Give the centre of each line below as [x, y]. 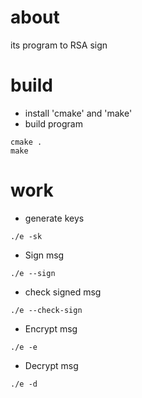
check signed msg [63, 292]
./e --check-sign [46, 310]
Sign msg [44, 255]
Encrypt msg [51, 328]
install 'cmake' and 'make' [78, 113]
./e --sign [33, 273]
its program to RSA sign [59, 45]
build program [53, 123]
